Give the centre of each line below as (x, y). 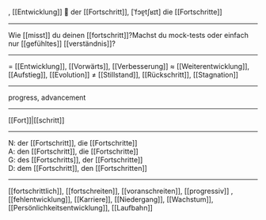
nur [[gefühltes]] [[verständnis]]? (62, 44)
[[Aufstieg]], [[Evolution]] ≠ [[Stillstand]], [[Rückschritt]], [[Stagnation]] (123, 75)
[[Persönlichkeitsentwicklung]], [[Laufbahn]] (80, 208)
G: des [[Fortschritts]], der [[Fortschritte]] (76, 160)
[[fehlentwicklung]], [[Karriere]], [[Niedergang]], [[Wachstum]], (111, 199)
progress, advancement (47, 97)
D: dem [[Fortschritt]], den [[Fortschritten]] (78, 168)
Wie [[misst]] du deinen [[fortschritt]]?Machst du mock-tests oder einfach (129, 35)
